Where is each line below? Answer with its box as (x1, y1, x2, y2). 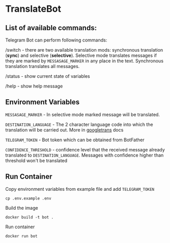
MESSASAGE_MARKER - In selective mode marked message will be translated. (5, 111, 160, 118)
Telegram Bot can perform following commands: (5, 37, 108, 43)
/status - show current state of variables (5, 73, 91, 79)
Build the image (5, 205, 38, 211)
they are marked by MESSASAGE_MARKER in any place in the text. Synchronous (5, 58, 164, 64)
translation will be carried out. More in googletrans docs (5, 126, 124, 133)
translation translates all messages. (5, 63, 80, 69)
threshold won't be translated (5, 157, 68, 164)
